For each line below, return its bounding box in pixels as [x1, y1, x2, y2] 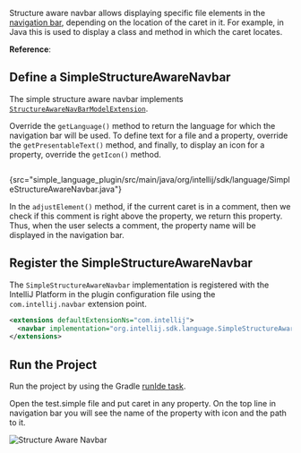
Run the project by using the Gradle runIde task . [9, 380, 186, 392]
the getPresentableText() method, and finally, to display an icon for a [9, 139, 265, 150]
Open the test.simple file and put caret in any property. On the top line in [9, 398, 276, 409]
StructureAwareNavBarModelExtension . [9, 103, 149, 114]
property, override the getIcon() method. [9, 149, 161, 159]
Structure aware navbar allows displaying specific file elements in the [9, 8, 266, 18]
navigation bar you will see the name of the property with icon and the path [9, 407, 287, 419]
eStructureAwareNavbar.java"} [9, 184, 123, 194]
